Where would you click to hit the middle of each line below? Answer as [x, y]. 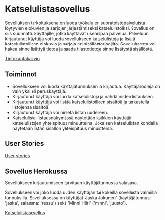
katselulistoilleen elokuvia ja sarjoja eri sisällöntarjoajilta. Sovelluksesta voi [81, 44]
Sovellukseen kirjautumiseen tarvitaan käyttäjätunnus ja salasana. [72, 183]
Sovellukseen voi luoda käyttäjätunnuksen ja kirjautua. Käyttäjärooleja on [86, 86]
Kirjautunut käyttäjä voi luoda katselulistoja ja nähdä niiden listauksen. [83, 96]
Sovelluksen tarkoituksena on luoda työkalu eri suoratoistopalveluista [75, 23]
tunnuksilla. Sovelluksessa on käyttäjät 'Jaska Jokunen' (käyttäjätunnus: [78, 198]
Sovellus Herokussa [36, 171]
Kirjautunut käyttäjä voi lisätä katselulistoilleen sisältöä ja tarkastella [81, 102]
